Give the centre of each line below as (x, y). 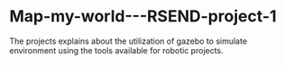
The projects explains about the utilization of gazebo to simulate (129, 41)
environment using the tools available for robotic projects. (116, 50)
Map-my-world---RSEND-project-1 (143, 16)
